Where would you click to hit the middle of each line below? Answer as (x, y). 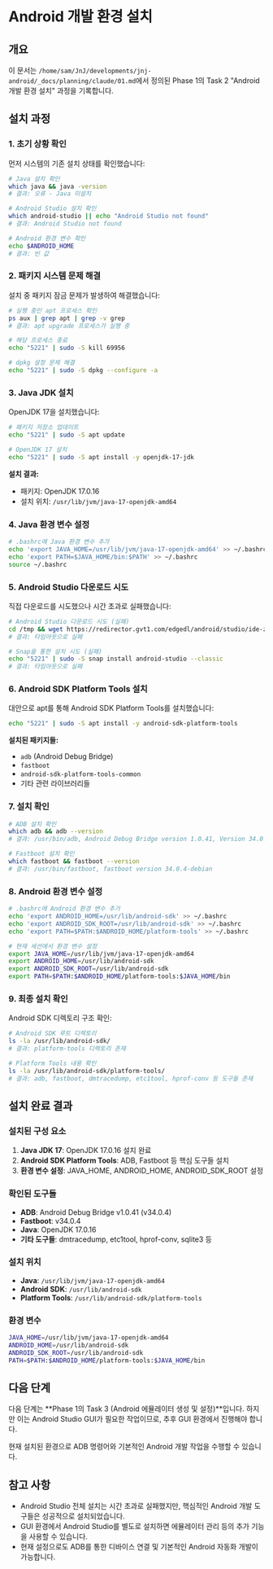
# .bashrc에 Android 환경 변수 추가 (64, 909)
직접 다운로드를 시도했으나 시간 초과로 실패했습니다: (90, 606)
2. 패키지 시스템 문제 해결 (55, 276)
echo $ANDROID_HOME (41, 246)
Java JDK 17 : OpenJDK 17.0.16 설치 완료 (86, 1150)
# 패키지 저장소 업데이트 (44, 427)
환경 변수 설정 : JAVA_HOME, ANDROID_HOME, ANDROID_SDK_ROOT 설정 (142, 1171)
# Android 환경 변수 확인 (47, 238)
